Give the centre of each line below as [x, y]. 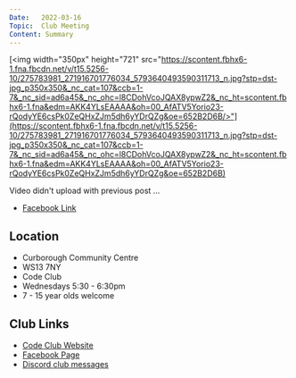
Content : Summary [41, 34]
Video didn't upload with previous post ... [85, 191]
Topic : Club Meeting [49, 26]
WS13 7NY [41, 267]
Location [34, 236]
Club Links [39, 324]
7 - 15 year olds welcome [68, 296]
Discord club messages [66, 364]
